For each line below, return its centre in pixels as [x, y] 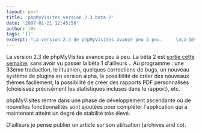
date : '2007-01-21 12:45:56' [43, 23]
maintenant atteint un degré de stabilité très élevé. [68, 113]
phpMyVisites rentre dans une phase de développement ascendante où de [99, 100]
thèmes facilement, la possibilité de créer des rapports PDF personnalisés [98, 82]
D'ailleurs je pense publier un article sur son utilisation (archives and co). [96, 125]
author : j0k [21, 29]
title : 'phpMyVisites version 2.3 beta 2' [60, 17]
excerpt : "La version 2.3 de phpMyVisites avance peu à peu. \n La [96, 40]
